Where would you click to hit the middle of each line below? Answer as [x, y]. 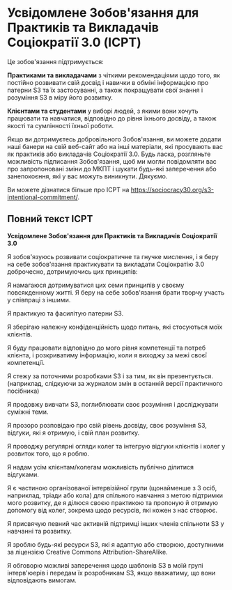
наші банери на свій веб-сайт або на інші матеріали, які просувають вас [115, 146]
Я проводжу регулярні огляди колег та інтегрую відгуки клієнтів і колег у [116, 446]
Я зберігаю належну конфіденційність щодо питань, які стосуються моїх [115, 327]
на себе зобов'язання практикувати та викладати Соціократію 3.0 [106, 264]
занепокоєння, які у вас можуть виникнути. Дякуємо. [87, 176]
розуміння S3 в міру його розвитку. [60, 97]
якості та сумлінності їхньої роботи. [60, 125]
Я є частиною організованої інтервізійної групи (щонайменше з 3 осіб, [112, 488]
